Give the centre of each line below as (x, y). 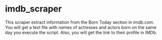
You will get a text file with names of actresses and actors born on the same (81, 27)
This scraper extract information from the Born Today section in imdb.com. (80, 22)
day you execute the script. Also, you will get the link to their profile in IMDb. (81, 32)
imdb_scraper (33, 9)
